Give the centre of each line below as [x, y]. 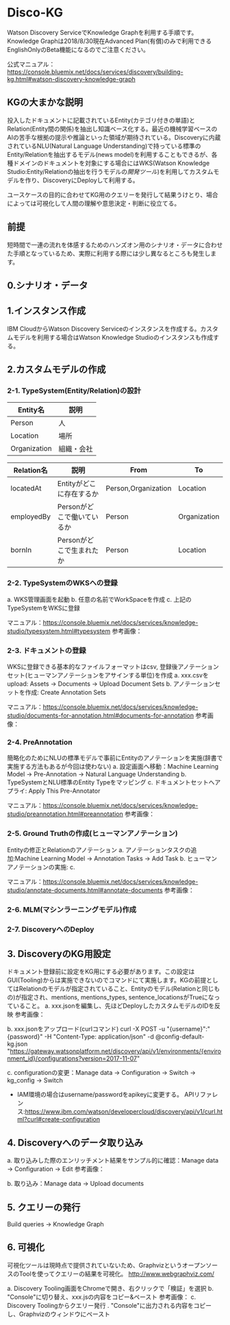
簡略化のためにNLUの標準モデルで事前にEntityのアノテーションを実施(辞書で [115, 758]
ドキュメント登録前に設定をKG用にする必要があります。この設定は [101, 971]
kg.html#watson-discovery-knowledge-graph [71, 79]
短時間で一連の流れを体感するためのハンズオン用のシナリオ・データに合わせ [115, 245]
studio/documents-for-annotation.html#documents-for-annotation [101, 716]
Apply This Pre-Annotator [64, 791]
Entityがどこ [77, 484]
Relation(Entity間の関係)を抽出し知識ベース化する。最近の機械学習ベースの [112, 129]
